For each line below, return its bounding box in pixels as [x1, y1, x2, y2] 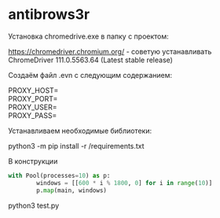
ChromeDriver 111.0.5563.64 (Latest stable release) [8, 55, 173, 65]
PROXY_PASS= [8, 110, 57, 120]
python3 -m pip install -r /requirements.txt [8, 141, 145, 150]
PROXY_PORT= [8, 94, 58, 103]
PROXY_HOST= [8, 85, 59, 95]
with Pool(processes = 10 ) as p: [8, 172, 111, 179]
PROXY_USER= [8, 102, 57, 112]
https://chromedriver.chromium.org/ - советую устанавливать [8, 46, 212, 56]
